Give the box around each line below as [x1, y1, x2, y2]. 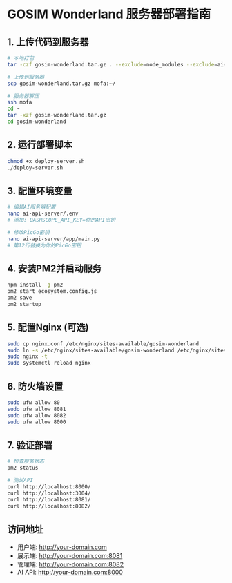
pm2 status [7, 464, 39, 472]
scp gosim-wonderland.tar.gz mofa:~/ [7, 80, 116, 87]
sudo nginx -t [7, 353, 48, 360]
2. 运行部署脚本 [7, 139, 72, 151]
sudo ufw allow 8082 [7, 412, 67, 419]
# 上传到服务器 [7, 73, 45, 80]
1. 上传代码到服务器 [7, 36, 89, 48]
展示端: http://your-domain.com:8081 [17, 552, 123, 560]
